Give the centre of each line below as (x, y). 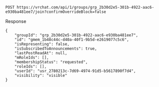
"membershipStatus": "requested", (51, 62)
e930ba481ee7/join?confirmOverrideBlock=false (56, 12)
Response (16, 21)
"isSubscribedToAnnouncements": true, (56, 49)
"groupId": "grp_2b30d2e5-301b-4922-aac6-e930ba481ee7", (76, 35)
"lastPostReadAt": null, (41, 53)
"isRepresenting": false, (42, 44)
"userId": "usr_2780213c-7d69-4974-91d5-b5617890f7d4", (75, 71)
